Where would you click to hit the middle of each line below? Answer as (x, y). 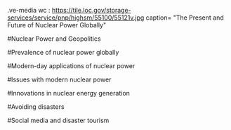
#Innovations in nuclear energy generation (68, 93)
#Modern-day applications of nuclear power (71, 66)
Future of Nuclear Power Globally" (57, 25)
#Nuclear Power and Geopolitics (54, 39)
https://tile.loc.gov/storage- (91, 10)
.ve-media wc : (29, 10)
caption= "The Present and (185, 18)
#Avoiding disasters (36, 107)
